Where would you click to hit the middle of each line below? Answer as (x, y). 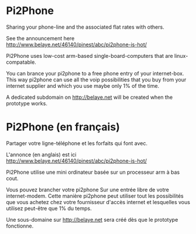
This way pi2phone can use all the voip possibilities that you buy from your (96, 80)
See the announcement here (40, 38)
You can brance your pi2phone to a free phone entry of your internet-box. (95, 73)
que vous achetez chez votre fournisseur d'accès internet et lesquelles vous (98, 202)
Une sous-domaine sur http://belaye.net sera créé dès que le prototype (92, 219)
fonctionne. (20, 226)
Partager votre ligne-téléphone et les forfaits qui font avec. (77, 143)
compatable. (21, 62)
